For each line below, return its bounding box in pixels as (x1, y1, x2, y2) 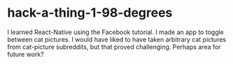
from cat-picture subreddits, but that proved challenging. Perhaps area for (7, 42, 222, 51)
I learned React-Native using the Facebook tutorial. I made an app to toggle (7, 28, 224, 36)
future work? (7, 50, 44, 58)
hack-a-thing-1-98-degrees (7, 5, 173, 21)
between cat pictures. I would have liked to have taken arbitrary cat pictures (7, 35, 226, 43)
